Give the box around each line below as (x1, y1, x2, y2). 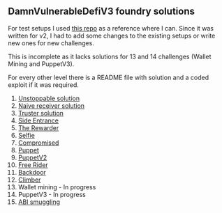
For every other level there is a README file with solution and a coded (8, 73, 209, 81)
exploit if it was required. (8, 80, 80, 89)
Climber (17, 175, 41, 184)
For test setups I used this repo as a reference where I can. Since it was (8, 24, 214, 32)
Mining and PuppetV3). (8, 59, 75, 68)
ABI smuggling (17, 198, 61, 206)
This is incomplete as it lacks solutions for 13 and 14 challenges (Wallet (8, 52, 212, 61)
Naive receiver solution (17, 101, 85, 110)
